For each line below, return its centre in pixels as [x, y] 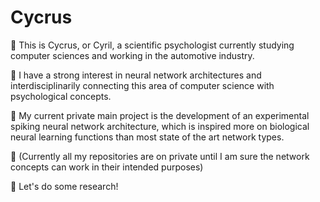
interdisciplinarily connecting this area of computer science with [142, 85]
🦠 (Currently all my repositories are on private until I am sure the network [160, 156]
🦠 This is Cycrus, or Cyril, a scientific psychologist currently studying [152, 45]
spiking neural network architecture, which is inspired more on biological [160, 126]
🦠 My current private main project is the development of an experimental [160, 115]
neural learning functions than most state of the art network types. [147, 137]
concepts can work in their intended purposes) [107, 167]
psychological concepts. [61, 96]
